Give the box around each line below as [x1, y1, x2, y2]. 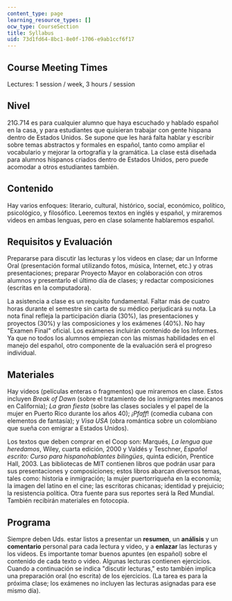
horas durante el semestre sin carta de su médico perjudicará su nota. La [7, 304, 216, 313]
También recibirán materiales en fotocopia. [7, 496, 130, 505]
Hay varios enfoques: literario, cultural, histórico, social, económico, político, [7, 201, 226, 209]
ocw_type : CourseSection [7, 23, 79, 30]
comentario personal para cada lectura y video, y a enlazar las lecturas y [7, 542, 217, 550]
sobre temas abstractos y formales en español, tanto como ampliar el [7, 140, 205, 149]
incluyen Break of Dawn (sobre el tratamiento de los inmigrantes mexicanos [7, 394, 224, 403]
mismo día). [7, 586, 41, 595]
